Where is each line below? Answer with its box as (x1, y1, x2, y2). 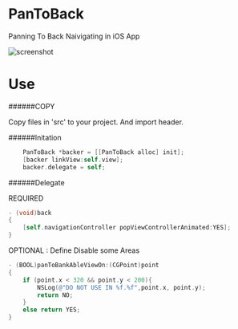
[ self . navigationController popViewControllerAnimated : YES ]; (22, 224, 231, 232)
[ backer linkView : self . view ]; (22, 156, 124, 164)
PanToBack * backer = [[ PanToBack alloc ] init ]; (22, 148, 184, 156)
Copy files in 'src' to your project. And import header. (8, 117, 184, 127)
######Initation (8, 132, 62, 142)
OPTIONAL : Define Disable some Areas (8, 246, 140, 255)
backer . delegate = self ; (22, 163, 106, 171)
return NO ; (37, 290, 74, 299)
